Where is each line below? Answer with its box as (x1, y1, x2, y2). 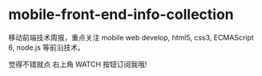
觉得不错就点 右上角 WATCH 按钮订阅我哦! (8, 59, 147, 69)
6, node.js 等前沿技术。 (8, 42, 86, 52)
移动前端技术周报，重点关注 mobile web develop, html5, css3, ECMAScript (8, 32, 254, 42)
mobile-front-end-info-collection (8, 6, 234, 24)
